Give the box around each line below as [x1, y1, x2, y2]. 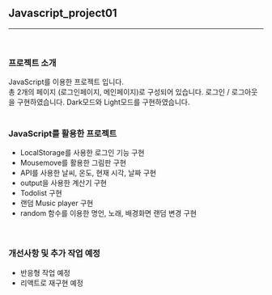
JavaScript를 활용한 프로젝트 [8, 129, 117, 140]
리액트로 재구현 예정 [19, 278, 83, 288]
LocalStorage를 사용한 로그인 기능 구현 [19, 148, 145, 158]
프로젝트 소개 [8, 57, 57, 68]
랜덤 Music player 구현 [19, 198, 94, 209]
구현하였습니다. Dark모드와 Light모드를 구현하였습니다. [16, 97, 190, 107]
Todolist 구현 [19, 188, 62, 198]
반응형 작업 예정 [19, 268, 70, 277]
